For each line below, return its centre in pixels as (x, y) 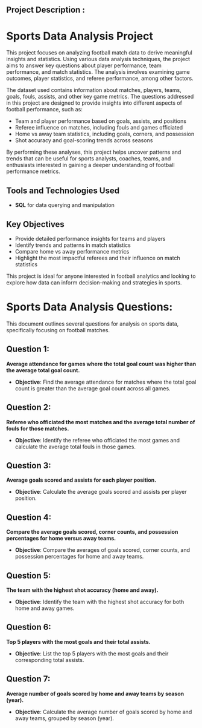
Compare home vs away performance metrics (72, 251)
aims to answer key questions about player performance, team (84, 65)
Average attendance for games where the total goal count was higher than (101, 364)
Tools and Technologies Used (63, 190)
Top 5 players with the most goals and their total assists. (78, 641)
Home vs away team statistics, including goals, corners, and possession (105, 134)
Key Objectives (35, 224)
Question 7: (28, 679)
